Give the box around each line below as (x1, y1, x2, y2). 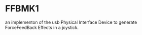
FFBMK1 (5, 3, 39, 14)
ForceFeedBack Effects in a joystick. (5, 24, 79, 30)
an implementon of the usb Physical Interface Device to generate (5, 19, 137, 25)
